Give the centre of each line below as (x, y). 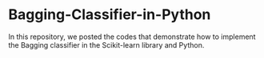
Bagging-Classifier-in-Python (110, 15)
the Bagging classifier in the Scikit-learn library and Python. (106, 44)
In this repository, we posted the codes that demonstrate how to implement (132, 37)
